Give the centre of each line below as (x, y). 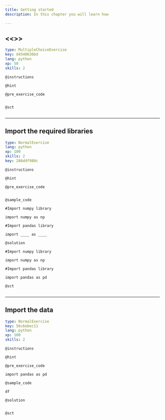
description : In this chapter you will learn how (57, 14)
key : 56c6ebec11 (22, 326)
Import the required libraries (49, 131)
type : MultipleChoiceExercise (36, 50)
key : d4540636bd (22, 55)
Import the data (29, 310)
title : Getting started (29, 10)
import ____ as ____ (26, 234)
